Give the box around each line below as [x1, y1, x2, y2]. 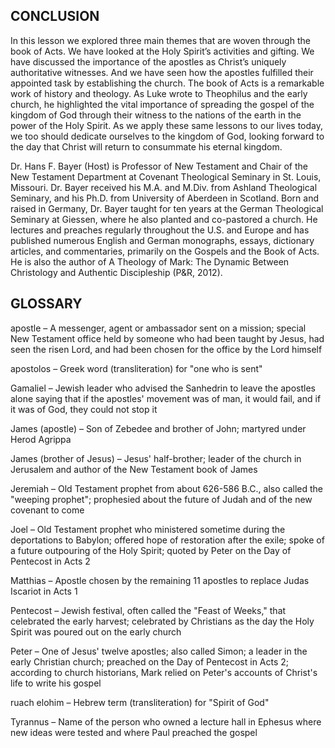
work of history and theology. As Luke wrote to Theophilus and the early [10, 87, 308, 99]
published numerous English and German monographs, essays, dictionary [10, 234, 315, 246]
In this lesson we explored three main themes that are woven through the [10, 34, 311, 46]
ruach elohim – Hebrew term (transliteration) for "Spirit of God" [10, 696, 270, 708]
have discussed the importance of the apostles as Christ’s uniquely [10, 55, 287, 68]
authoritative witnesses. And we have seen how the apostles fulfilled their [10, 66, 314, 78]
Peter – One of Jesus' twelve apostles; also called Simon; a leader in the [10, 645, 308, 657]
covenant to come [10, 504, 85, 516]
